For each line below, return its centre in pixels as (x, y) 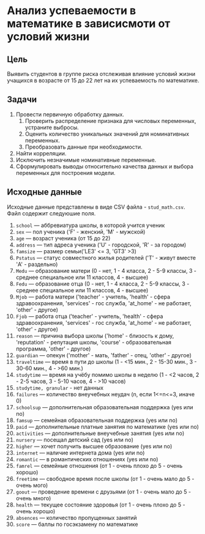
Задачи (22, 99)
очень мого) (32, 485)
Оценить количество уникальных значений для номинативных (107, 134)
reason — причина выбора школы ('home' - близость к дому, (95, 336)
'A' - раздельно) (37, 264)
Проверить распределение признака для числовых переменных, (110, 121)
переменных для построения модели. (65, 172)
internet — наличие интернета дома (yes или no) (80, 453)
